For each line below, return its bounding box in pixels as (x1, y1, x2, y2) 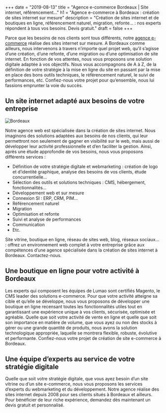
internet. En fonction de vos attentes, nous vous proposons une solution (5, 56, 152, 62)
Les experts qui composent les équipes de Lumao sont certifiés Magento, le (5, 288, 160, 294)
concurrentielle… (12, 174, 47, 180)
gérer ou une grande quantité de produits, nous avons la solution (5, 325, 138, 330)
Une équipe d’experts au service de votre (5, 355, 135, 363)
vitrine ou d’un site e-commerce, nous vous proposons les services (5, 381, 143, 387)
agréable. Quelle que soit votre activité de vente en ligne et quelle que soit (5, 314, 157, 320)
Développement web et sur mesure (12, 190, 84, 196)
